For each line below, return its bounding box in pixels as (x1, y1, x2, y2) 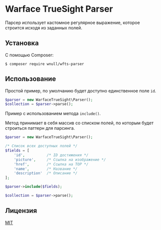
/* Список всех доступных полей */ (5, 143, 78, 149)
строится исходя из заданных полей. (5, 24, 82, 30)
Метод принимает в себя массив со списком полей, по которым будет (5, 120, 154, 126)
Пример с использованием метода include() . (5, 111, 101, 116)
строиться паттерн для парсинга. (5, 125, 75, 131)
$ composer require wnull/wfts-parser (5, 61, 84, 67)
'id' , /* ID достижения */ (14, 153, 89, 158)
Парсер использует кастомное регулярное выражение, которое (5, 20, 140, 25)
